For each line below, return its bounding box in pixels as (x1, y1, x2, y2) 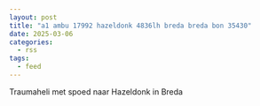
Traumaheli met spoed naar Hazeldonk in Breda (9, 86, 184, 97)
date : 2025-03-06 (9, 29, 74, 38)
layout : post (9, 12, 58, 22)
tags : (9, 54, 29, 63)
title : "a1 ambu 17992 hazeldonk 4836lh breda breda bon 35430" (9, 21, 252, 30)
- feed (17, 63, 42, 72)
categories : (9, 37, 53, 47)
